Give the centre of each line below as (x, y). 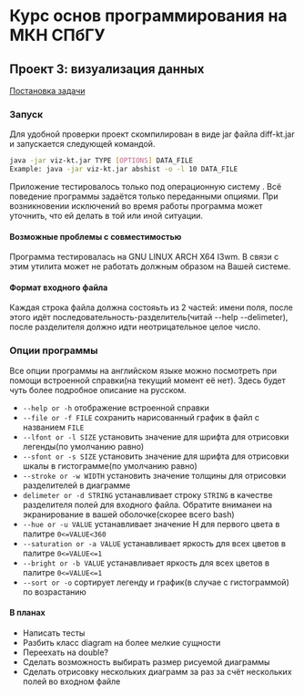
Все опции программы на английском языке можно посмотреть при (143, 370)
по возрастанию (54, 592)
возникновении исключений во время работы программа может (136, 206)
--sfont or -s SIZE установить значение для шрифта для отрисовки (156, 456)
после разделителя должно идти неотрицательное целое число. (135, 327)
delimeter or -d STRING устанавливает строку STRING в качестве (147, 494)
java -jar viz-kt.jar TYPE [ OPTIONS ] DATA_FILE (101, 161)
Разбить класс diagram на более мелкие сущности (122, 642)
